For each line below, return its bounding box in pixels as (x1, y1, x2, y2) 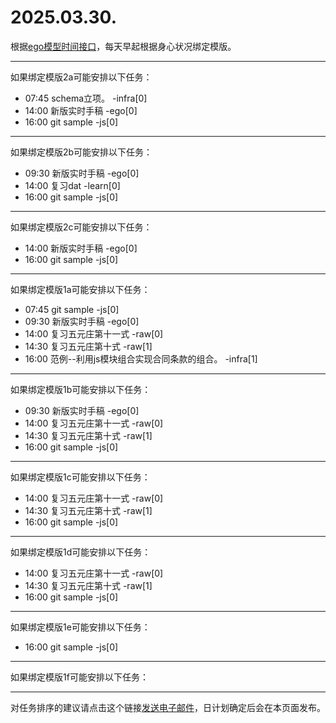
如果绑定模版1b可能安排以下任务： (10, 383, 152, 395)
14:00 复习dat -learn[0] (24, 179, 121, 191)
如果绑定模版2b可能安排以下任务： (10, 146, 153, 158)
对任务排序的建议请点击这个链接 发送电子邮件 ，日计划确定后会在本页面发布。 (10, 701, 326, 713)
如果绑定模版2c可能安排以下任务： (10, 221, 153, 233)
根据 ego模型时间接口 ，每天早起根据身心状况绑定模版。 (10, 40, 237, 52)
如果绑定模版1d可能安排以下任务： (10, 546, 152, 558)
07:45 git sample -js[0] (24, 303, 120, 315)
